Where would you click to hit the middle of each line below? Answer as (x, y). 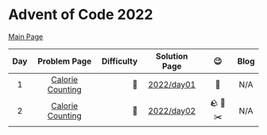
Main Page (26, 37)
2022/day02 (172, 110)
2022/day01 (172, 84)
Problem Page (64, 61)
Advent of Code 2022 (81, 15)
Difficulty (120, 61)
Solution (172, 56)
